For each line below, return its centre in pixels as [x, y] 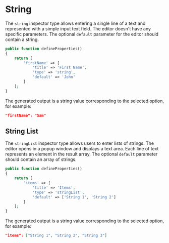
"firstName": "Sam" [26, 115]
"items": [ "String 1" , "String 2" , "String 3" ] [56, 236]
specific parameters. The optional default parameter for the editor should [82, 34]
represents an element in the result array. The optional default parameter [81, 154]
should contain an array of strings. [41, 159]
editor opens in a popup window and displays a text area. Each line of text [82, 149]
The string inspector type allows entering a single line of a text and [75, 23]
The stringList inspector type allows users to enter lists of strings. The [80, 143]
